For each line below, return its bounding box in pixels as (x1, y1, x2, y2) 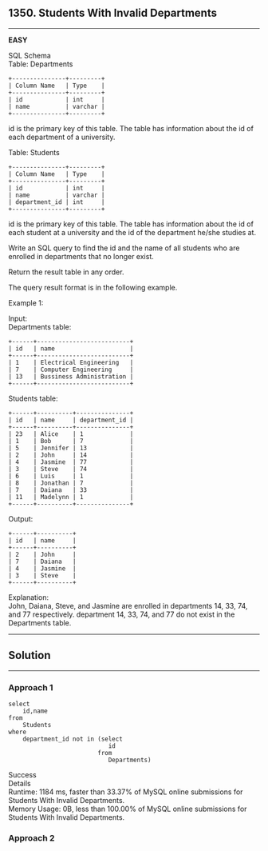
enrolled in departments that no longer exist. (8, 251, 154, 261)
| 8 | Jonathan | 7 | (8, 479, 134, 487)
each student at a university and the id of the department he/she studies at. (8, 227, 257, 237)
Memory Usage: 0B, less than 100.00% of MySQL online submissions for (8, 804, 247, 813)
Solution (8, 649, 51, 662)
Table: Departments (8, 59, 73, 69)
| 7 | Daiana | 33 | (8, 485, 134, 494)
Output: (8, 513, 33, 523)
